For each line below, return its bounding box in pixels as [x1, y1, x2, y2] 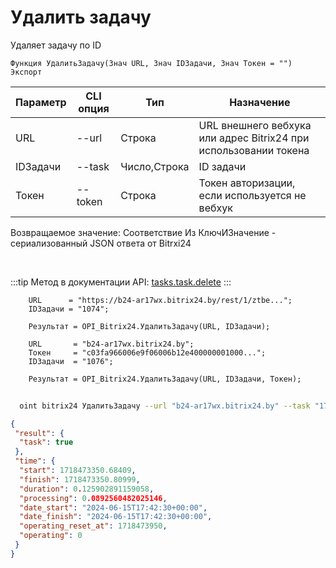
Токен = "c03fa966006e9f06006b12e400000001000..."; [28, 347, 267, 358]
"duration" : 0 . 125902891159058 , [19, 484, 155, 494]
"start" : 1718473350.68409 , [19, 466, 137, 476]
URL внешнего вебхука [198, 118, 312, 132]
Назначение [229, 95, 291, 109]
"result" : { [14, 428, 65, 438]
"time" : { [14, 456, 56, 466]
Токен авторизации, [198, 176, 296, 190]
